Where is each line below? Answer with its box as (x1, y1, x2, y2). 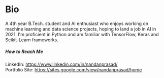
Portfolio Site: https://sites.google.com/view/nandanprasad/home (5, 66, 142, 72)
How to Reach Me (5, 48, 43, 55)
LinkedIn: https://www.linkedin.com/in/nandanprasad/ (5, 61, 118, 67)
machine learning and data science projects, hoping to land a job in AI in (5, 25, 156, 32)
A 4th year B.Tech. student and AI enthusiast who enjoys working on (5, 20, 149, 27)
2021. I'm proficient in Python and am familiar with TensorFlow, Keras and (5, 31, 159, 37)
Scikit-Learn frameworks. (5, 37, 58, 43)
